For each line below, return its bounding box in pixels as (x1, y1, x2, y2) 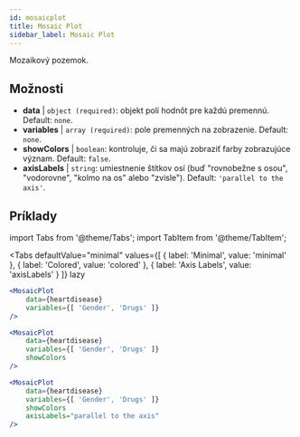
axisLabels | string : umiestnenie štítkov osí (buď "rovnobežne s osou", (22, 163, 288, 174)
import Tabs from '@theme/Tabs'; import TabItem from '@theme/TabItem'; (9, 233, 287, 242)
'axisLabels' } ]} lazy (9, 269, 86, 280)
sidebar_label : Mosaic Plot (9, 30, 116, 39)
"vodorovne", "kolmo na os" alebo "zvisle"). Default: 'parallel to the (22, 173, 284, 184)
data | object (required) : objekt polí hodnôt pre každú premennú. (22, 105, 269, 116)
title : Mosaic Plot (9, 22, 83, 31)
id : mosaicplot (9, 13, 67, 23)
